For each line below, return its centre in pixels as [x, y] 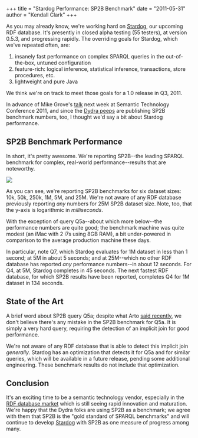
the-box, [25, 63]
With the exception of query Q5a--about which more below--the [84, 221]
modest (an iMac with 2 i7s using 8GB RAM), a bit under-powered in [89, 234]
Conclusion [28, 383]
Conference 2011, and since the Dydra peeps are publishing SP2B [86, 111]
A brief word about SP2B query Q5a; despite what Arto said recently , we [94, 316]
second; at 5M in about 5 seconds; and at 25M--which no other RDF [89, 258]
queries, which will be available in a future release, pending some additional [98, 358]
